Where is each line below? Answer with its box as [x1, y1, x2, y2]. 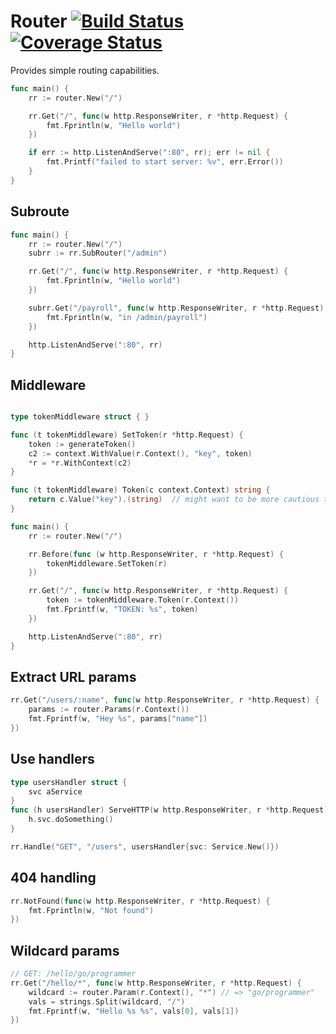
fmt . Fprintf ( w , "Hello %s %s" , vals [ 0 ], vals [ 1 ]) [28, 1006, 240, 1016]
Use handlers [10, 751, 95, 768]
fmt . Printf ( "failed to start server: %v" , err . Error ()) [46, 157, 284, 167]
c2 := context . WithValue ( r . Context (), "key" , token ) [28, 448, 253, 459]
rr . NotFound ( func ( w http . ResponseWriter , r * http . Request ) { [10, 896, 271, 906]
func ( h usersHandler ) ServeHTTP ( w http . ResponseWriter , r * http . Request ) [10, 805, 329, 815]
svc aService [28, 786, 83, 797]
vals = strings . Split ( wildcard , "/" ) [28, 996, 186, 1007]
